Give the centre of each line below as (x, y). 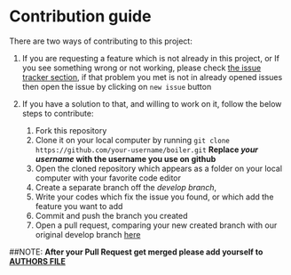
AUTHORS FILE (38, 261)
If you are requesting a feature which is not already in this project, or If (150, 58)
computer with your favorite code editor (108, 178)
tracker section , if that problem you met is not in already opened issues (152, 77)
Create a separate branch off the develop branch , (126, 187)
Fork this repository (71, 130)
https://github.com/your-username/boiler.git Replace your (147, 150)
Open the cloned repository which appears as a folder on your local (158, 168)
